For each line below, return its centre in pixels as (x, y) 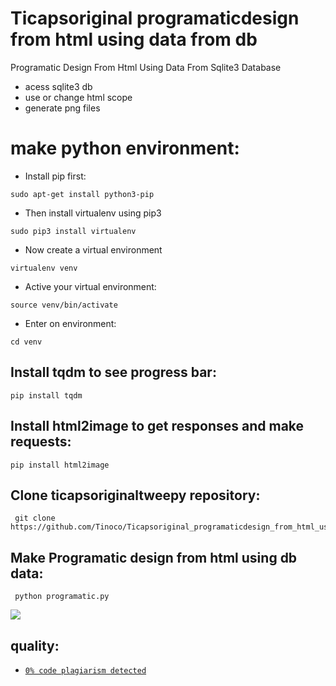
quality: (35, 645)
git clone (35, 518)
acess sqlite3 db (58, 86)
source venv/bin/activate (64, 305)
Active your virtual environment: (90, 286)
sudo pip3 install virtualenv (73, 231)
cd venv (26, 342)
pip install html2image (60, 465)
